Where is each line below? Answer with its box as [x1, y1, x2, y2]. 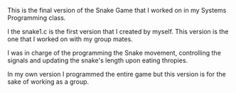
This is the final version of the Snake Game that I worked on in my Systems [7, 6, 227, 14]
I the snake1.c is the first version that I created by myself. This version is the [7, 28, 229, 35]
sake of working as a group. [7, 77, 90, 86]
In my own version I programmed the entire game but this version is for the [7, 70, 226, 78]
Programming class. [7, 13, 66, 22]
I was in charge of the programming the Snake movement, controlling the [7, 49, 222, 57]
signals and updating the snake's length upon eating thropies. [7, 56, 188, 65]
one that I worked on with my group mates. [7, 35, 133, 43]
